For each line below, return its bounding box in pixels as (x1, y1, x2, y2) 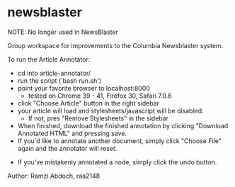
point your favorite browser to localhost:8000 (17, 84, 151, 92)
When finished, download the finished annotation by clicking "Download (17, 121, 229, 130)
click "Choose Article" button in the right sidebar (17, 98, 159, 107)
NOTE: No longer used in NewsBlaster (7, 28, 119, 36)
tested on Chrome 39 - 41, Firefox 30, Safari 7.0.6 (28, 91, 172, 100)
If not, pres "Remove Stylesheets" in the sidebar (28, 114, 168, 123)
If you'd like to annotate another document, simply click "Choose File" (17, 136, 222, 145)
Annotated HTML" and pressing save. (17, 129, 127, 137)
